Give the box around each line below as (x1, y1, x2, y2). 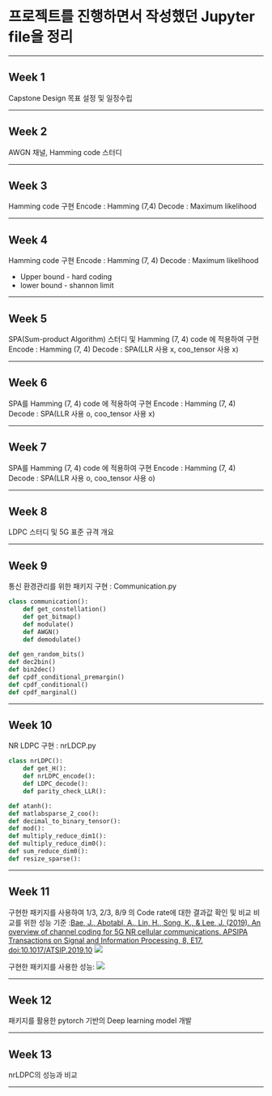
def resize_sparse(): (8, 854, 82, 863)
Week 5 (8, 312, 47, 326)
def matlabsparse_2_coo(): (8, 809, 100, 818)
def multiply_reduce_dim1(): (8, 832, 107, 840)
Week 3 (8, 179, 48, 192)
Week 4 (8, 233, 49, 247)
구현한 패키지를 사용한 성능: (8, 961, 96, 971)
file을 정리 (8, 28, 74, 46)
